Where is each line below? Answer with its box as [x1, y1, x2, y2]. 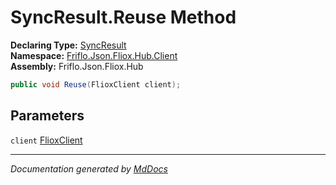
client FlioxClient [10, 134, 83, 146]
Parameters [10, 107, 85, 125]
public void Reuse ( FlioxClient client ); [10, 79, 182, 90]
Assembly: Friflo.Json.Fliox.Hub [10, 60, 144, 72]
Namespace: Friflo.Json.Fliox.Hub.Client [10, 49, 178, 61]
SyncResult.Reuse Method [10, 6, 237, 29]
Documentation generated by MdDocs [10, 162, 168, 175]
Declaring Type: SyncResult [10, 39, 127, 51]
